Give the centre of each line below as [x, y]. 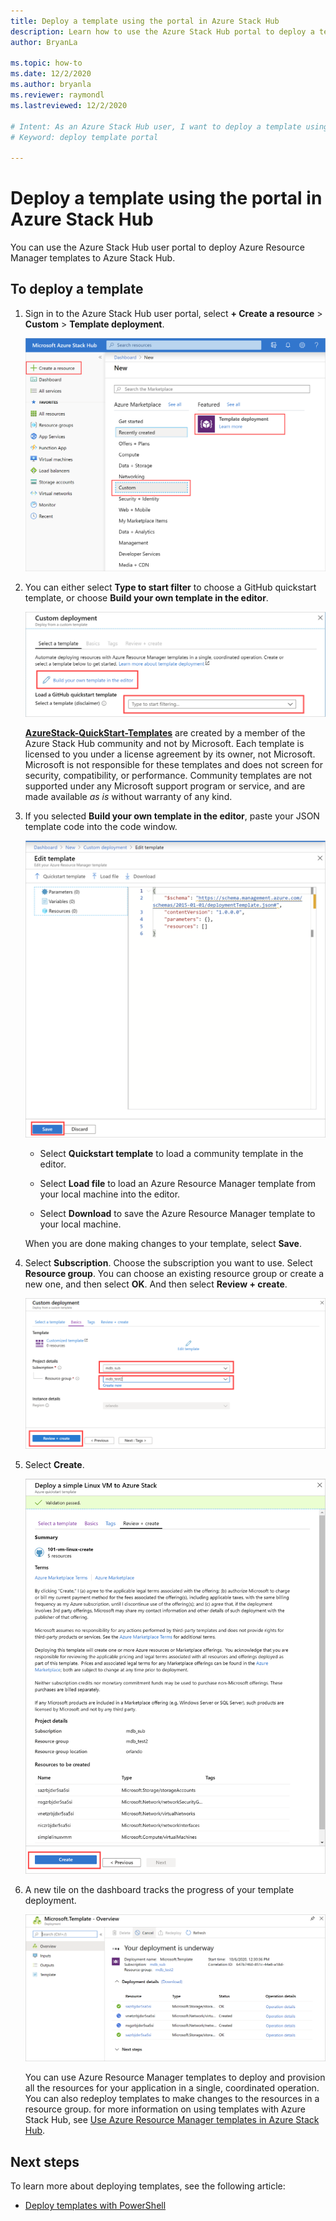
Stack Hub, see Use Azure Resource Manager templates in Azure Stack [172, 2120]
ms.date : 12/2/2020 [51, 74]
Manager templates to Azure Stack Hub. [93, 258]
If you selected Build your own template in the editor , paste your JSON [172, 816]
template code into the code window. [101, 827]
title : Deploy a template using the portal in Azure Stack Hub [145, 21]
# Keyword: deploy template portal [84, 137]
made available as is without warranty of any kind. [128, 797]
